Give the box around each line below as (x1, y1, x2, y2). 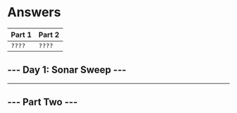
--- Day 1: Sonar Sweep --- (7, 64, 127, 76)
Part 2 (38, 30, 60, 40)
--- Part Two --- (7, 96, 78, 108)
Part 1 (11, 30, 32, 40)
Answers (7, 4, 61, 20)
